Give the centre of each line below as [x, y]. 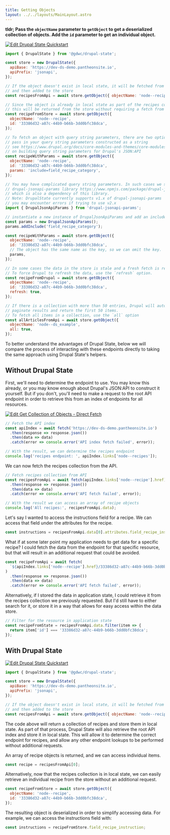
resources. [16, 404]
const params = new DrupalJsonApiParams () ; [52, 222]
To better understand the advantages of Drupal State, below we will [76, 344]
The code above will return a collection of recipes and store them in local [81, 724]
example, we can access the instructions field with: [59, 818]
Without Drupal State [39, 371]
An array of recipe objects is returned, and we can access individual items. [83, 755]
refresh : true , [26, 292]
